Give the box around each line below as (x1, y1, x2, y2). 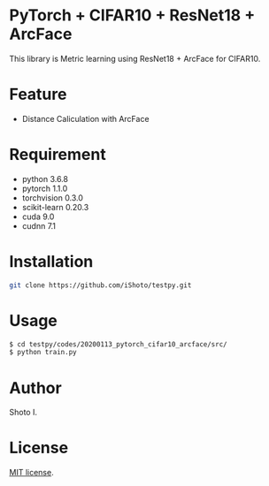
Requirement (9, 145, 106, 164)
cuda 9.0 (21, 211, 55, 222)
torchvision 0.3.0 (21, 192, 84, 203)
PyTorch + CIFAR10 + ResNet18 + (9, 5, 256, 26)
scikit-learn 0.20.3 (21, 201, 89, 212)
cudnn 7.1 (21, 220, 56, 231)
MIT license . (9, 467, 55, 478)
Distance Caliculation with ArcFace (21, 113, 150, 124)
